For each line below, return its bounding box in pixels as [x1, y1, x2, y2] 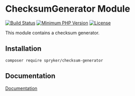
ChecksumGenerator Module [5, 3, 130, 15]
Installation [5, 44, 42, 53]
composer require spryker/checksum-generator [5, 58, 103, 63]
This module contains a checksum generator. [5, 29, 100, 36]
